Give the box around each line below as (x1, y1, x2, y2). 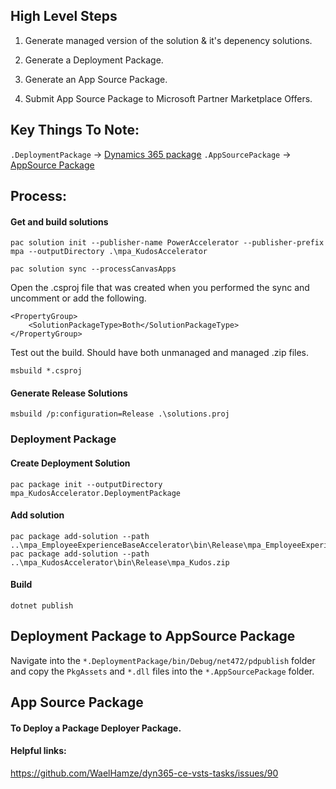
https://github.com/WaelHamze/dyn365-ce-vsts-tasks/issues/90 (10, 767, 279, 779)
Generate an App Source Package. (24, 73, 168, 85)
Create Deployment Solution (10, 457, 131, 469)
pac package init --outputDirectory (10, 479, 163, 489)
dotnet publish (10, 600, 74, 611)
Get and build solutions (10, 215, 109, 228)
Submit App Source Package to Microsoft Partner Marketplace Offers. (24, 92, 313, 104)
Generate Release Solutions (10, 387, 128, 399)
